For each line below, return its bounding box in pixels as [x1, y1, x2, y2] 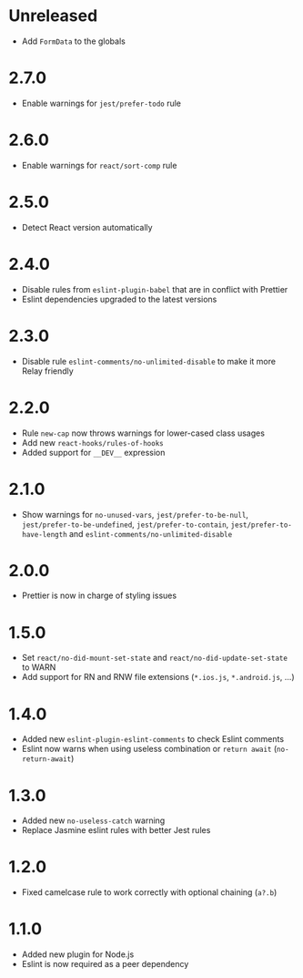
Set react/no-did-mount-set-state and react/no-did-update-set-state [21, 653, 288, 664]
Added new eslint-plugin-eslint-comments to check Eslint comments [21, 734, 284, 745]
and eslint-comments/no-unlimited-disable [68, 528, 233, 539]
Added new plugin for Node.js [21, 949, 135, 960]
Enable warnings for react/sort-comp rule [21, 160, 177, 170]
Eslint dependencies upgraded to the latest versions [21, 293, 217, 304]
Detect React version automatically [21, 221, 153, 232]
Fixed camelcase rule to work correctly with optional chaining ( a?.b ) [21, 887, 278, 898]
